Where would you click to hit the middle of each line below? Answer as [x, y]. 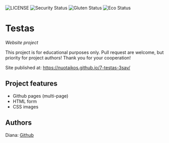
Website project [22, 42]
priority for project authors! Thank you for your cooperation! [68, 58]
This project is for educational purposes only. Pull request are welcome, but [84, 52]
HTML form [25, 101]
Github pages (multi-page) [40, 96]
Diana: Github [20, 135]
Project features [31, 84]
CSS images [25, 106]
